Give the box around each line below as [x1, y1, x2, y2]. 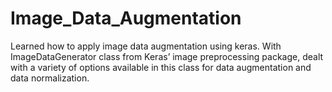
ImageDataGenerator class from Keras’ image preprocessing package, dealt [10, 50, 324, 62]
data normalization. [10, 72, 90, 84]
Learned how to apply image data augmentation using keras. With [10, 40, 282, 52]
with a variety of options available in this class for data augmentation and [10, 61, 312, 73]
